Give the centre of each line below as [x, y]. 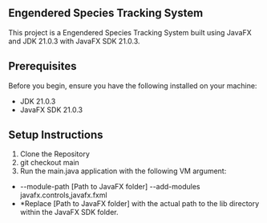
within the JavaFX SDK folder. [69, 213]
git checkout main [50, 163]
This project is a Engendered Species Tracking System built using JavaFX [130, 32]
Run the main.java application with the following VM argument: [123, 171]
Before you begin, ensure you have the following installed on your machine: [133, 85]
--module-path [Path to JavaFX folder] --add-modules [110, 187]
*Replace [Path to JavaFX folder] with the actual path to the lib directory [140, 204]
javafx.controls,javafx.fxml [63, 195]
